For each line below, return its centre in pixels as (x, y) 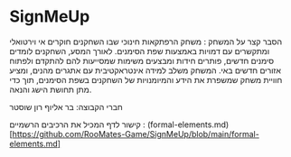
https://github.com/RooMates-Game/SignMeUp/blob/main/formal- (136, 134)
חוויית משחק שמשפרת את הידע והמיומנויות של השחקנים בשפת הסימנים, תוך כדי (146, 79)
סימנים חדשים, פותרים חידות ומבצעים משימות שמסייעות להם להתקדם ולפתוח (141, 60)
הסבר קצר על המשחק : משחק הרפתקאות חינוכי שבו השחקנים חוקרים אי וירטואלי (146, 42)
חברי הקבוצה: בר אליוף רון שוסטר (66, 106)
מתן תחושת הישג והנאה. (51, 89)
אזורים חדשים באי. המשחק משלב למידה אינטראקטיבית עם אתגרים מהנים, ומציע (145, 70)
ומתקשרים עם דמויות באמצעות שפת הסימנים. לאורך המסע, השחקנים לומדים (140, 51)
